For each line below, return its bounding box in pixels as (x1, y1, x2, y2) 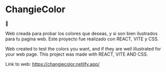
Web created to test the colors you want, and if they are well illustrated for (5, 45, 161, 52)
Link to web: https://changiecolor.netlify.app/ (5, 61, 100, 67)
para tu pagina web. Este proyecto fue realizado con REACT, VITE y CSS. (5, 36, 159, 42)
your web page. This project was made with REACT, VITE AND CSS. (5, 51, 148, 57)
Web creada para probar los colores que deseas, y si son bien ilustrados (5, 30, 158, 36)
